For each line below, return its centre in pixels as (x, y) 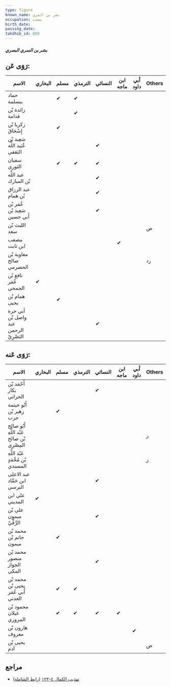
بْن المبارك (19, 181)
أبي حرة (17, 311)
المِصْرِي (17, 445)
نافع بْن (15, 276)
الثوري (15, 167)
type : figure (19, 10)
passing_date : (20, 29)
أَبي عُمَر (17, 592)
